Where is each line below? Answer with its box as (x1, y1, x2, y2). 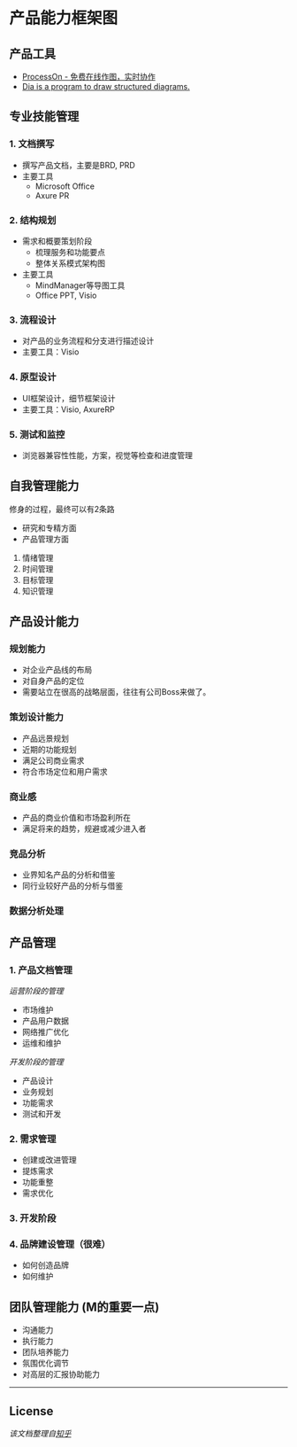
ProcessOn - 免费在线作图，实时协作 (21, 72, 156, 82)
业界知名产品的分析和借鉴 (21, 869, 116, 880)
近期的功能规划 (21, 743, 77, 754)
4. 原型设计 (9, 371, 57, 384)
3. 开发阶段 (9, 1212, 57, 1225)
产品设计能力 (9, 614, 80, 629)
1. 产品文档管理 (9, 963, 73, 976)
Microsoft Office (34, 181, 95, 191)
